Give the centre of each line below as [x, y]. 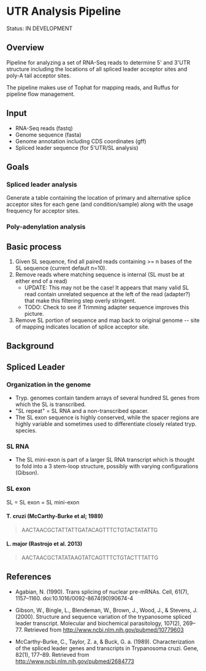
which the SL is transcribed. [51, 404]
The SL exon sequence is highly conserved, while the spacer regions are [107, 418]
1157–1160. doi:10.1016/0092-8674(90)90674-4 [74, 598]
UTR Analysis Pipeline [64, 11]
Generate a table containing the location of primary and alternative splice [99, 198]
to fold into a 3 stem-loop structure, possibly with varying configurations [107, 466]
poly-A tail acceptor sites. [39, 76]
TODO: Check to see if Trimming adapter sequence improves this [107, 307]
